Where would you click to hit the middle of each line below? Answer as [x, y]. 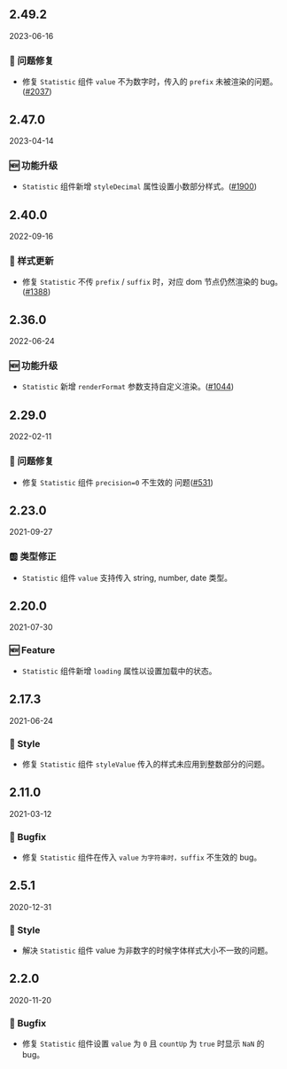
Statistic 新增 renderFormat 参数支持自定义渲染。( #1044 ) [128, 387]
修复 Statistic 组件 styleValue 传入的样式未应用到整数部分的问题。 [146, 764]
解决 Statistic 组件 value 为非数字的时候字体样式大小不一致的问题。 [147, 951]
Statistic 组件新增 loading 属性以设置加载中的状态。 [119, 671]
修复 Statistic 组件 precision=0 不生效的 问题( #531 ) [118, 482]
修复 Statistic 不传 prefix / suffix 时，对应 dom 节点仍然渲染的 [140, 282]
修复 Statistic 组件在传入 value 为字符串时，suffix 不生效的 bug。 [142, 857]
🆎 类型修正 [33, 556]
